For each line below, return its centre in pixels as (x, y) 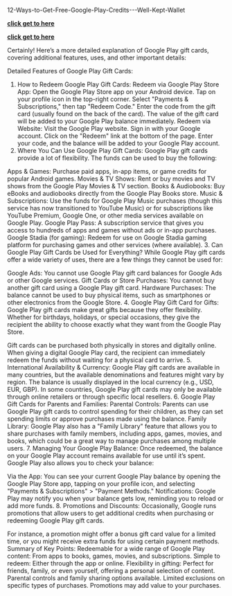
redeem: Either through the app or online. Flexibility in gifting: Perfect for (110, 563)
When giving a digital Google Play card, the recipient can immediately (106, 353)
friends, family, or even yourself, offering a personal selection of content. (111, 571)
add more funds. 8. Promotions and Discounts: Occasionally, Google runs (112, 506)
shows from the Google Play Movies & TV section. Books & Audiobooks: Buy (116, 186)
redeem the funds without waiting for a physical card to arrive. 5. (100, 360)
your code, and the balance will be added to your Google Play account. (118, 143)
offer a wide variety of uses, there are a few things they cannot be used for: (115, 260)
